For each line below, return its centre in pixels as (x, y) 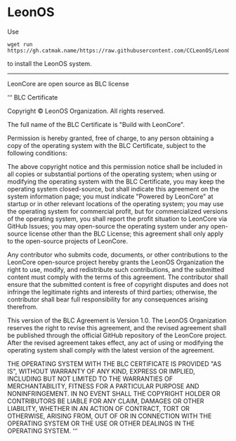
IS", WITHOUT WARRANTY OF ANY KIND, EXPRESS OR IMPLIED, (101, 371)
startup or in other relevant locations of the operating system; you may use (116, 203)
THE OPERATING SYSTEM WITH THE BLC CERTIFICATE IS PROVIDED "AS (114, 364)
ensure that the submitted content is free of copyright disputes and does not (118, 284)
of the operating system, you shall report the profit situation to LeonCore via (117, 219)
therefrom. (23, 306)
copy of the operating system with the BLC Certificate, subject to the (106, 145)
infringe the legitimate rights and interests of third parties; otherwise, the (112, 292)
